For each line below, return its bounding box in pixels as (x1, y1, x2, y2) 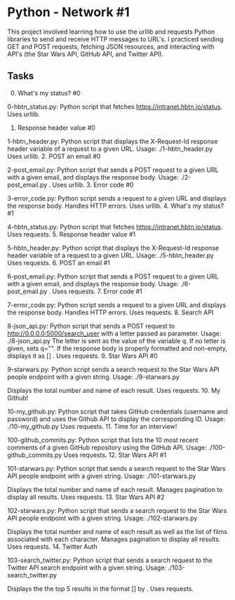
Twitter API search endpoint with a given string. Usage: (7, 563, 167, 572)
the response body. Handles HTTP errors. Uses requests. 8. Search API (7, 308, 214, 316)
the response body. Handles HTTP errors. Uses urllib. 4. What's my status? (7, 201, 224, 210)
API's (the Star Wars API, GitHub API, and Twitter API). (7, 50, 164, 58)
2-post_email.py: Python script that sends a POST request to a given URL (7, 166, 219, 174)
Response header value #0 (17, 124, 96, 132)
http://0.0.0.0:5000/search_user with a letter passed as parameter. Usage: (7, 329, 222, 338)
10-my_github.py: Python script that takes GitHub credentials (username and (7, 407, 228, 415)
